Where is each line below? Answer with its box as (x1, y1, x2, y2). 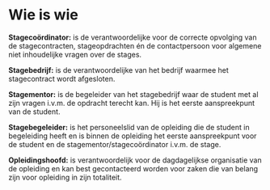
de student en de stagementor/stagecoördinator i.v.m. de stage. (8, 139, 221, 149)
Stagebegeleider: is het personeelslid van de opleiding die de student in (8, 122, 250, 132)
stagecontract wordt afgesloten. (8, 74, 116, 83)
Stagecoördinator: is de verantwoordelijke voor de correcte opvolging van (8, 32, 257, 42)
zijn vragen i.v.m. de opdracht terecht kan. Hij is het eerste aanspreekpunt (8, 98, 255, 108)
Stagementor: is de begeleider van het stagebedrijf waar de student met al (8, 89, 259, 99)
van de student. (8, 107, 61, 116)
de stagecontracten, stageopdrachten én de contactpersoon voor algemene (8, 40, 262, 50)
